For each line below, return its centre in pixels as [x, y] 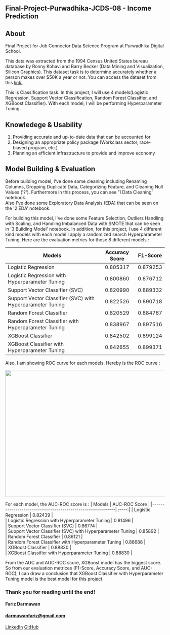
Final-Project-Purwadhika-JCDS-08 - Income [78, 8]
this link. [14, 83]
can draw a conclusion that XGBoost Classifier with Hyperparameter [92, 573]
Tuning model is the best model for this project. [54, 579]
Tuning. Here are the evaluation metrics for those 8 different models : [77, 240]
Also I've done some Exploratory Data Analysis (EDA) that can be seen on [82, 203]
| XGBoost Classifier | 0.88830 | [38, 547]
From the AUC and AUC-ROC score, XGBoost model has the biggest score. [83, 562]
